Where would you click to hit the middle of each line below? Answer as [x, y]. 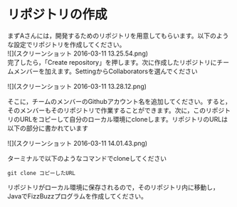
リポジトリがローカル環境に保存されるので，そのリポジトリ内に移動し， [113, 187]
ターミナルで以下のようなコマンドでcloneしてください [87, 158]
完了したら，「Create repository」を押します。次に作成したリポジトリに [112, 62]
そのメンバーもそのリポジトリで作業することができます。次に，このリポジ [116, 110]
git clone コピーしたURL [42, 173]
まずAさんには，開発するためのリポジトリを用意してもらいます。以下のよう [118, 36]
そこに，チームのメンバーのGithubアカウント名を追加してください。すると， [120, 101]
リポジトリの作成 [58, 15]
